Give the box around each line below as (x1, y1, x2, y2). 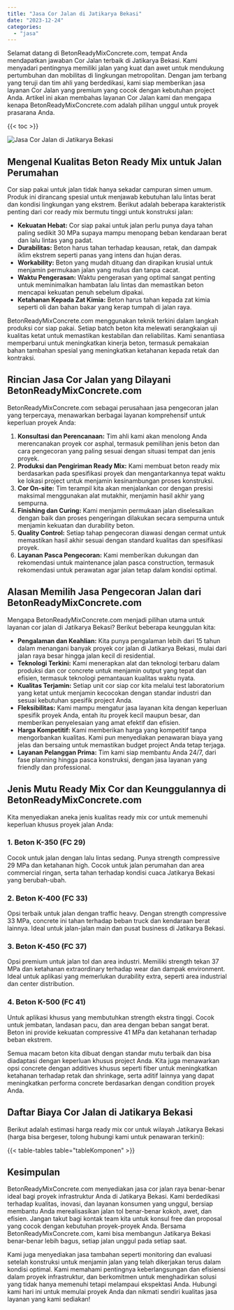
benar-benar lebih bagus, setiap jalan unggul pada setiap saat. (7, 1237, 187, 1246)
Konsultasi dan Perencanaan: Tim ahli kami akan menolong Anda (17, 432, 207, 440)
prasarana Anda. (7, 108, 55, 117)
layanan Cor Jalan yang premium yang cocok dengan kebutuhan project (7, 86, 215, 94)
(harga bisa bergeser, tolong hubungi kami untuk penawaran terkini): (7, 1132, 205, 1141)
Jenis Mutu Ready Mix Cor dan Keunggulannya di (7, 783, 226, 795)
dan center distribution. (7, 980, 75, 988)
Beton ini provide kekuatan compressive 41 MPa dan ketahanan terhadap (7, 1028, 217, 1036)
